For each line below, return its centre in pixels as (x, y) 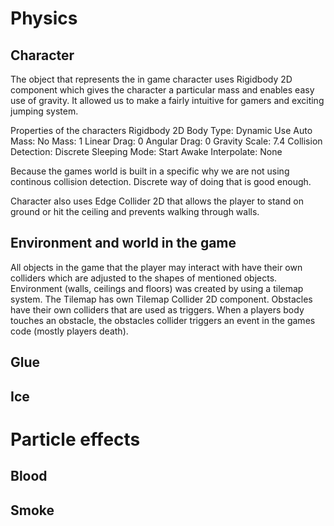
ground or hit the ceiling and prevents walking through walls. (135, 211)
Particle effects (75, 439)
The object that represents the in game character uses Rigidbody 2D (151, 79)
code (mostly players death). (69, 331)
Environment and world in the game (123, 243)
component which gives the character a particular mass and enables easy (162, 90)
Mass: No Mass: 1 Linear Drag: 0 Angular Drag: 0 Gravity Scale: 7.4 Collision (166, 141)
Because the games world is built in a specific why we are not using (150, 171)
